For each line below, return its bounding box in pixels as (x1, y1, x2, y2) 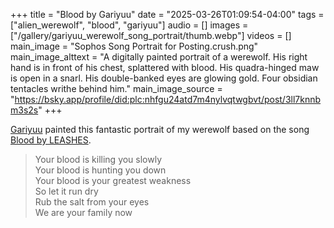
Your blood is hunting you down (34, 164, 167, 176)
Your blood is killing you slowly (34, 154, 163, 165)
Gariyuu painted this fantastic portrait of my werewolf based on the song (10, 124, 310, 135)
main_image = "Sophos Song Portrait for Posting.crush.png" (10, 40, 259, 52)
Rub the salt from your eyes (34, 196, 150, 208)
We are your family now (34, 207, 133, 218)
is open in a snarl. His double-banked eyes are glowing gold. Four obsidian (10, 72, 318, 84)
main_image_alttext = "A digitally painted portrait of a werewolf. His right (10, 51, 308, 63)
